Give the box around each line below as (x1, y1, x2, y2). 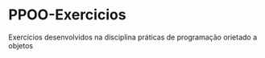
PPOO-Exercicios (8, 6, 126, 24)
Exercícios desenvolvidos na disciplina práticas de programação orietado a (8, 32, 258, 42)
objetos (8, 40, 34, 50)
